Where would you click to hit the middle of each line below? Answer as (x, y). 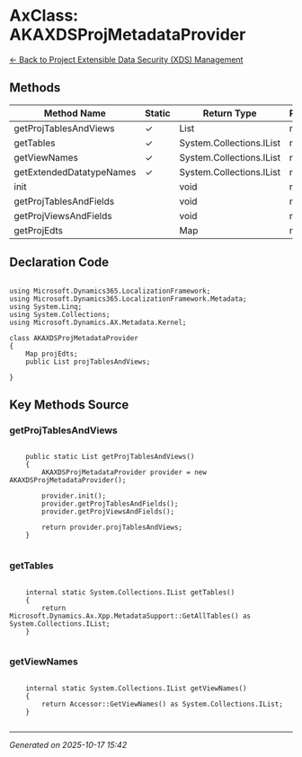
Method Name (75, 113)
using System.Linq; (46, 306)
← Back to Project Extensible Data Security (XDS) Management (126, 59)
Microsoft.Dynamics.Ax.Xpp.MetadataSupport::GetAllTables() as (130, 616)
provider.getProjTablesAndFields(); (110, 504)
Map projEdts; (52, 354)
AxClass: (44, 16)
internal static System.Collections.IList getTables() (130, 592)
